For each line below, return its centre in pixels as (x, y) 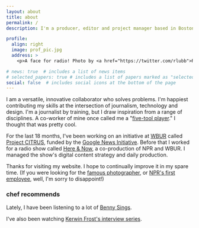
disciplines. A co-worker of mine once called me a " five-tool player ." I (91, 118)
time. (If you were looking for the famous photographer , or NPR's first (91, 173)
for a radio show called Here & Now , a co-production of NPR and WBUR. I (96, 149)
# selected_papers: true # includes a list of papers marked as (87, 77)
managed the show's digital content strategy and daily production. (87, 155)
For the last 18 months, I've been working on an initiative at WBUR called (94, 136)
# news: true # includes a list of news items (66, 72)
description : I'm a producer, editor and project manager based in (91, 28)
